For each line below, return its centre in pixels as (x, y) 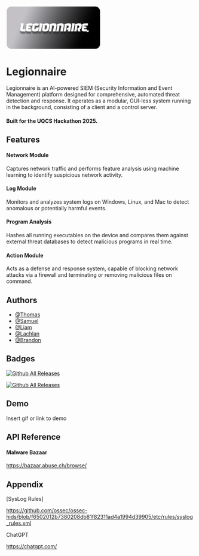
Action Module (25, 255)
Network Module (27, 155)
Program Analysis (29, 222)
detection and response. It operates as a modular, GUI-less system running (99, 101)
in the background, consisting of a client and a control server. (82, 107)
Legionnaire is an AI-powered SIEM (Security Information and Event (89, 88)
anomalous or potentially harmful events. (56, 208)
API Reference (33, 437)
